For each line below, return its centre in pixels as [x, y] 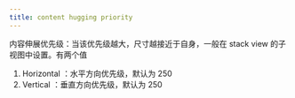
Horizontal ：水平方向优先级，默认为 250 [97, 73]
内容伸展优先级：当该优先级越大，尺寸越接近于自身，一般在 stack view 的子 [148, 43]
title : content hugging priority [71, 17]
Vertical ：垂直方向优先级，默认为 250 [92, 84]
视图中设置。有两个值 [48, 55]
